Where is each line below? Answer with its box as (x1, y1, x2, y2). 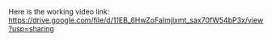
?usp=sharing (8, 24, 54, 33)
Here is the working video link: (8, 7, 110, 16)
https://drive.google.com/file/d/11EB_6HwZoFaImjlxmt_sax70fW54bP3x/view (8, 15, 264, 25)
